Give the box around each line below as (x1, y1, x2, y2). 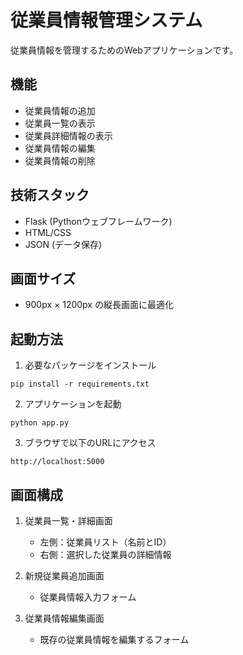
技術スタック (10, 187, 90, 204)
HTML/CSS (24, 226, 72, 238)
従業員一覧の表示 (24, 117, 96, 129)
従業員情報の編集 (24, 142, 96, 154)
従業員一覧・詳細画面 (24, 515, 113, 526)
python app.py (10, 418, 70, 428)
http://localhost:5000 (10, 457, 105, 467)
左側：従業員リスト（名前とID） (39, 536, 172, 548)
